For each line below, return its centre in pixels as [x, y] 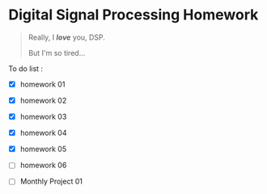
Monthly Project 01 [51, 181]
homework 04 [43, 133]
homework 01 [42, 84]
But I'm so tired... [57, 53]
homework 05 [43, 149]
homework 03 [43, 117]
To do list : [25, 68]
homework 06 [43, 165]
